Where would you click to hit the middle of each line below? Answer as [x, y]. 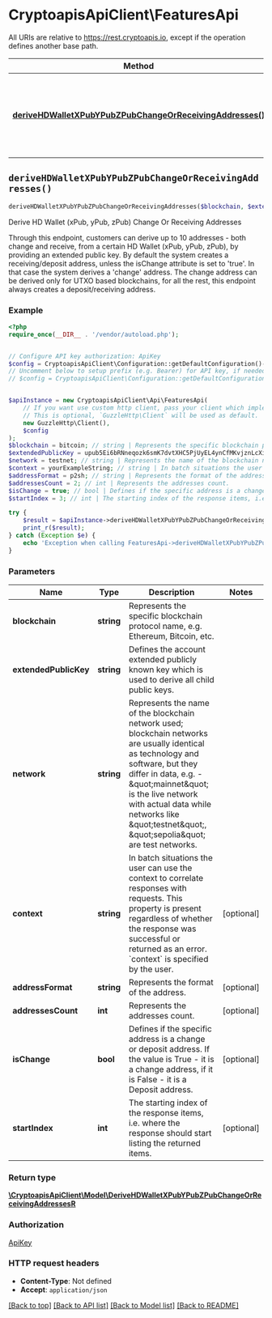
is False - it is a [157, 1079]
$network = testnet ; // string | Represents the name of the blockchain [134, 461]
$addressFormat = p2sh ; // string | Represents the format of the [123, 475]
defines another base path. [53, 45]
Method [139, 66]
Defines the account [167, 649]
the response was [162, 929]
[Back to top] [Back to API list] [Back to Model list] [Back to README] [123, 1305]
